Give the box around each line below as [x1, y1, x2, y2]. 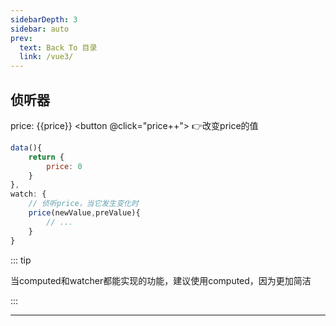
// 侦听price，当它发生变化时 [28, 199, 139, 209]
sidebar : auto [10, 24, 70, 34]
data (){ [10, 142, 43, 153]
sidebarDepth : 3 [10, 14, 78, 25]
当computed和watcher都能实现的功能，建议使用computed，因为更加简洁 [10, 274, 312, 286]
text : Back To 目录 [19, 42, 98, 53]
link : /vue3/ [19, 52, 74, 62]
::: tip [10, 254, 32, 266]
